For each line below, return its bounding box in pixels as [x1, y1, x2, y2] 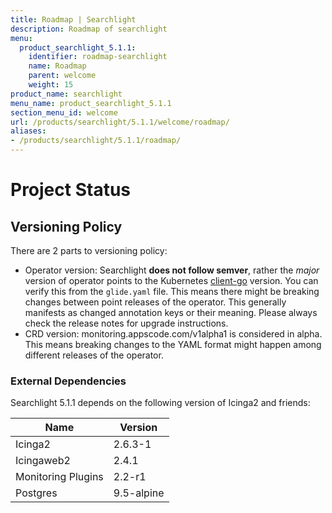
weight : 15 [28, 80, 74, 90]
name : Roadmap [28, 61, 87, 71]
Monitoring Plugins [15, 470, 104, 484]
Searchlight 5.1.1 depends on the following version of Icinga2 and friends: [10, 397, 311, 409]
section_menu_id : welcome [10, 107, 118, 118]
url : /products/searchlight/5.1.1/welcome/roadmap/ [10, 117, 230, 127]
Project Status [10, 179, 132, 201]
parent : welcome [28, 71, 97, 81]
